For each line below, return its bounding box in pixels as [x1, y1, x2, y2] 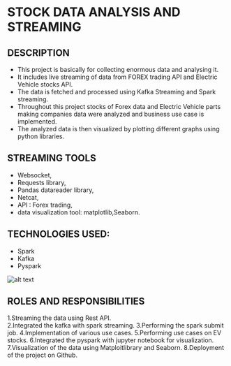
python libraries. [17, 132, 65, 140]
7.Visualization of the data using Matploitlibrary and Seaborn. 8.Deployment [7, 344, 225, 352]
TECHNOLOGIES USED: [7, 228, 110, 240]
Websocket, [17, 170, 52, 179]
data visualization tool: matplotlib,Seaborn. [17, 207, 140, 217]
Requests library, [17, 178, 66, 186]
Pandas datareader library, [17, 186, 94, 194]
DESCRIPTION [7, 47, 70, 59]
